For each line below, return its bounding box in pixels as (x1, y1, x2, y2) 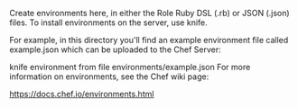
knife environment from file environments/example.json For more (9, 62, 251, 72)
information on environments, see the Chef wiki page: (9, 71, 210, 82)
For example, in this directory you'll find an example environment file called (9, 35, 289, 45)
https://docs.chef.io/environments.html (9, 89, 154, 99)
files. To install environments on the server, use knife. (9, 17, 208, 28)
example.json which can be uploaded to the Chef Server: (9, 44, 221, 55)
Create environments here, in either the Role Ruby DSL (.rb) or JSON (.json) (9, 8, 291, 18)
